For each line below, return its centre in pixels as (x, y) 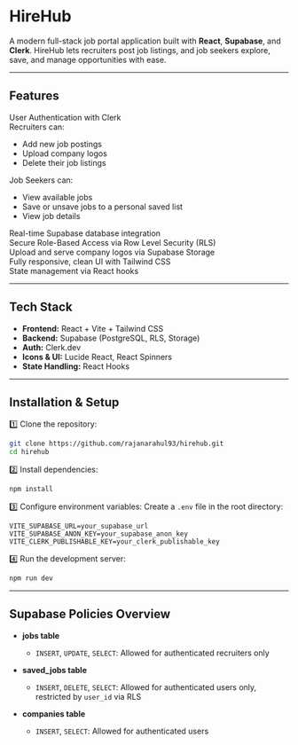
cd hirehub (29, 452)
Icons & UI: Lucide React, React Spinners (97, 357)
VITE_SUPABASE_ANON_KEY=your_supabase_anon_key (99, 534)
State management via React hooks (74, 271)
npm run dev (31, 578)
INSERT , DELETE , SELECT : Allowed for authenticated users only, (146, 687)
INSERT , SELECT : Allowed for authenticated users (122, 731)
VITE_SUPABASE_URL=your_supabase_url (79, 526)
